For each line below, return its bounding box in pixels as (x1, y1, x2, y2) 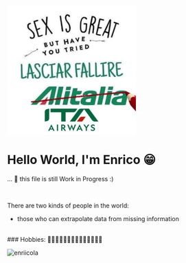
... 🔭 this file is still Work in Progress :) (7, 174, 114, 183)
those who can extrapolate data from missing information (16, 214, 180, 222)
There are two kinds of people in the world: (7, 201, 129, 209)
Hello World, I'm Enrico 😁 (7, 152, 156, 168)
